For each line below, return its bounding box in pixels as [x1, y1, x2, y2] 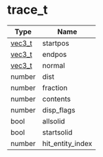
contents [42, 94, 71, 104]
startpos [42, 38, 70, 48]
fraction [42, 83, 68, 93]
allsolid [42, 116, 65, 125]
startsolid [42, 128, 73, 137]
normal [42, 60, 65, 70]
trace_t [7, 2, 48, 18]
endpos [42, 49, 67, 59]
